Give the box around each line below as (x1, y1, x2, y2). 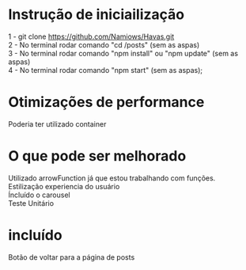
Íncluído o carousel (8, 190, 70, 200)
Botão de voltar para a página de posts (8, 252, 135, 262)
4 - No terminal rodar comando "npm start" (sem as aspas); (8, 65, 203, 74)
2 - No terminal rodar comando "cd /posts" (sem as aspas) (8, 40, 200, 49)
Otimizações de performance (8, 93, 205, 112)
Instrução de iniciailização (8, 6, 184, 24)
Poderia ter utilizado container (8, 119, 107, 128)
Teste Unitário (8, 198, 54, 207)
